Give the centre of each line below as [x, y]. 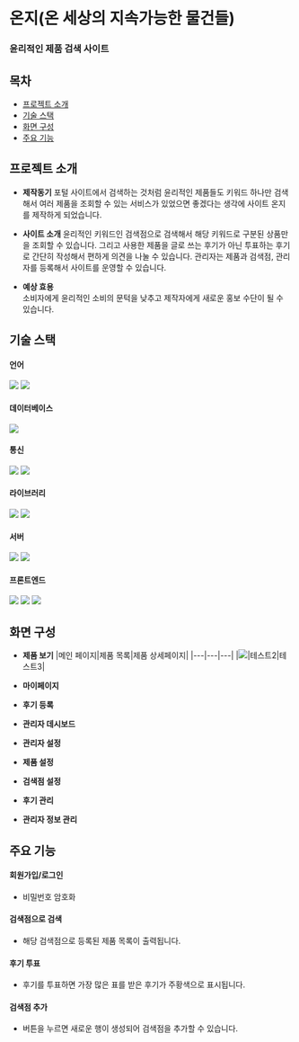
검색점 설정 [41, 781]
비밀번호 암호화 [49, 896]
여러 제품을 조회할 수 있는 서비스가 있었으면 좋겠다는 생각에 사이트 [154, 203]
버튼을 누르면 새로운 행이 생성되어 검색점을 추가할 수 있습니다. [130, 1029]
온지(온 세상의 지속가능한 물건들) [122, 18]
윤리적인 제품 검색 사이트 [59, 49]
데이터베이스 [31, 408]
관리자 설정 [41, 744]
